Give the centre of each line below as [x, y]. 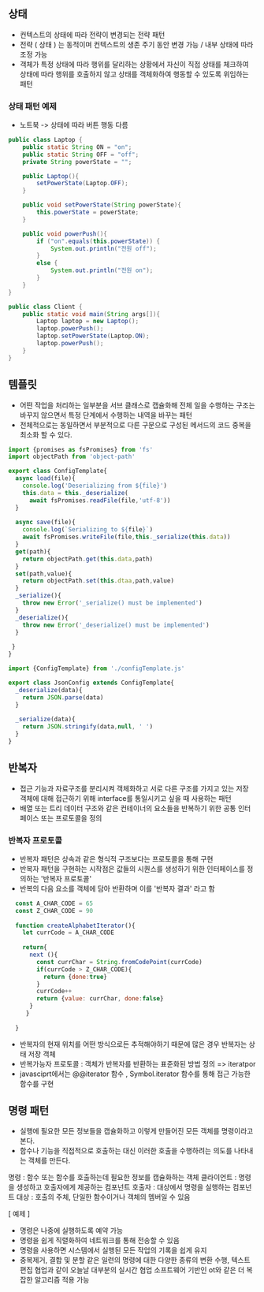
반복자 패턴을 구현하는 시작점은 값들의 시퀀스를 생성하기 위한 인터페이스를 [132, 869]
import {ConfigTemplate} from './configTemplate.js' [97, 668]
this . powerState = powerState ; [88, 212]
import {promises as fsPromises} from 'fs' [81, 449]
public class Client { [45, 307]
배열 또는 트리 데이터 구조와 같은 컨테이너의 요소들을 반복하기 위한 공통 [128, 808]
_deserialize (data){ [49, 690]
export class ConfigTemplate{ [58, 471]
